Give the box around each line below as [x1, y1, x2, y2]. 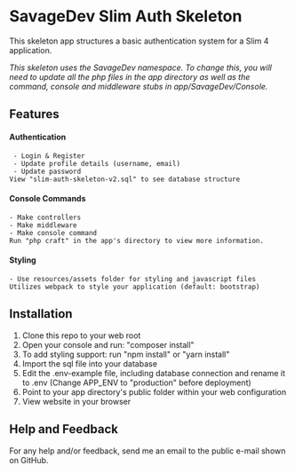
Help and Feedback [9, 422, 118, 437]
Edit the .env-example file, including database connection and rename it [21, 367, 286, 378]
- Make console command [9, 228, 98, 237]
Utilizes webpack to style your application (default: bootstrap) [9, 282, 260, 291]
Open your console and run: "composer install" [21, 339, 195, 350]
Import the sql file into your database [21, 358, 158, 369]
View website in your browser [21, 396, 132, 406]
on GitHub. [9, 454, 49, 465]
